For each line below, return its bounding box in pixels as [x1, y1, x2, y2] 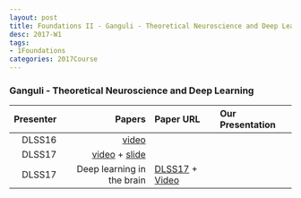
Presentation [219, 118, 276, 131]
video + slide [91, 149, 146, 161]
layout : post [9, 13, 58, 22]
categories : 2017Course [9, 55, 99, 64]
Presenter [13, 113, 57, 125]
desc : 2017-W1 [9, 30, 63, 39]
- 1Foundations [9, 47, 66, 56]
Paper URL [154, 113, 201, 125]
